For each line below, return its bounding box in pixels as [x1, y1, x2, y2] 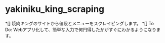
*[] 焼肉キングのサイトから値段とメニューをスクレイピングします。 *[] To [5, 20, 154, 26]
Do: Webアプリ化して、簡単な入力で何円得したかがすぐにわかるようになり [5, 26, 157, 33]
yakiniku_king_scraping [5, 3, 105, 15]
